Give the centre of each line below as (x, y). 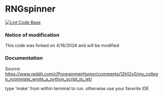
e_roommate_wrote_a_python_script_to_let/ (48, 79)
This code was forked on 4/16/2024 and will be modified (62, 46)
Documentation (24, 58)
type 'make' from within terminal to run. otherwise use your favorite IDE (77, 88)
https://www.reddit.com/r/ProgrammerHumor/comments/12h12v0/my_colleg (81, 74)
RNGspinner (30, 9)
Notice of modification (32, 35)
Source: (13, 68)
